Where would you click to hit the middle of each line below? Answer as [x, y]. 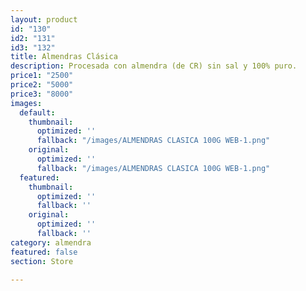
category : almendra [51, 242]
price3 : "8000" [42, 94]
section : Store [42, 261]
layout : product [44, 19]
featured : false [44, 252]
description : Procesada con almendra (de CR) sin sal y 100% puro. [154, 66]
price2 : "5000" [42, 85]
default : [37, 112]
